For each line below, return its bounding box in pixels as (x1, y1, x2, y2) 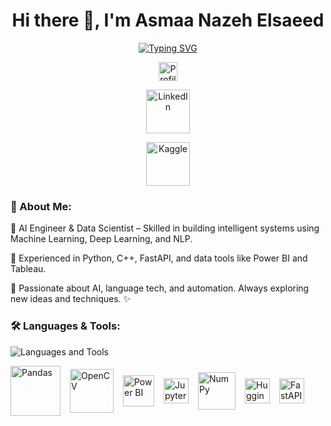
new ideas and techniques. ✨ (10, 293, 132, 305)
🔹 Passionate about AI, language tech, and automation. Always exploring (10, 282, 310, 294)
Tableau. (10, 263, 47, 275)
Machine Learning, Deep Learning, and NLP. (10, 233, 193, 245)
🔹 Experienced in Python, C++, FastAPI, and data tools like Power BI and (10, 252, 308, 264)
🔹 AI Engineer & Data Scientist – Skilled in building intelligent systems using (10, 222, 320, 234)
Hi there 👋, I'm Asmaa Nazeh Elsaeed (11, 9, 325, 32)
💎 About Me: (10, 199, 72, 213)
